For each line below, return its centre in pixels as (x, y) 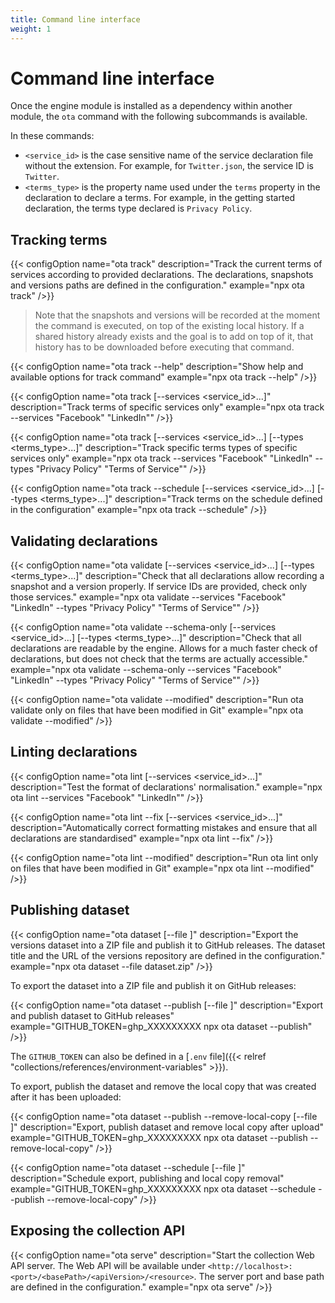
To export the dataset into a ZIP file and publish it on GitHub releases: (153, 985)
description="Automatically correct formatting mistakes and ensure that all (164, 827)
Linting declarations (74, 752)
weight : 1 (31, 29)
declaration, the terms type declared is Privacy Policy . (138, 208)
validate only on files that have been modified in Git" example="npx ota (157, 710)
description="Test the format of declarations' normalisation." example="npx (166, 787)
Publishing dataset (70, 910)
